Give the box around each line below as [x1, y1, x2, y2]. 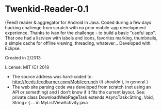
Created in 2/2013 [5, 55, 41, 60]
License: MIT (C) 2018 [5, 64, 49, 70]
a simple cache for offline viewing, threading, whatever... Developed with [5, 40, 151, 46]
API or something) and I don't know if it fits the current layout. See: [12, 89, 146, 95]
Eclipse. [5, 45, 21, 51]
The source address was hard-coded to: [12, 73, 93, 79]
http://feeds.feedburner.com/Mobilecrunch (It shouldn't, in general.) [12, 79, 148, 85]
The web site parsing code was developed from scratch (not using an [12, 84, 151, 90]
